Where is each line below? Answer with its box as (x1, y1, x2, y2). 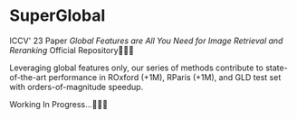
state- (265, 62, 288, 73)
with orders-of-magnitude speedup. (9, 81, 144, 92)
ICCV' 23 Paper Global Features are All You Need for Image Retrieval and (9, 35, 283, 46)
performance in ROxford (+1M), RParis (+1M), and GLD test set (48, 71, 282, 82)
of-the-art (9, 71, 47, 82)
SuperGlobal (9, 5, 106, 26)
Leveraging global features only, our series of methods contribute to (9, 62, 264, 73)
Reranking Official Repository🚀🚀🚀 (9, 44, 134, 55)
